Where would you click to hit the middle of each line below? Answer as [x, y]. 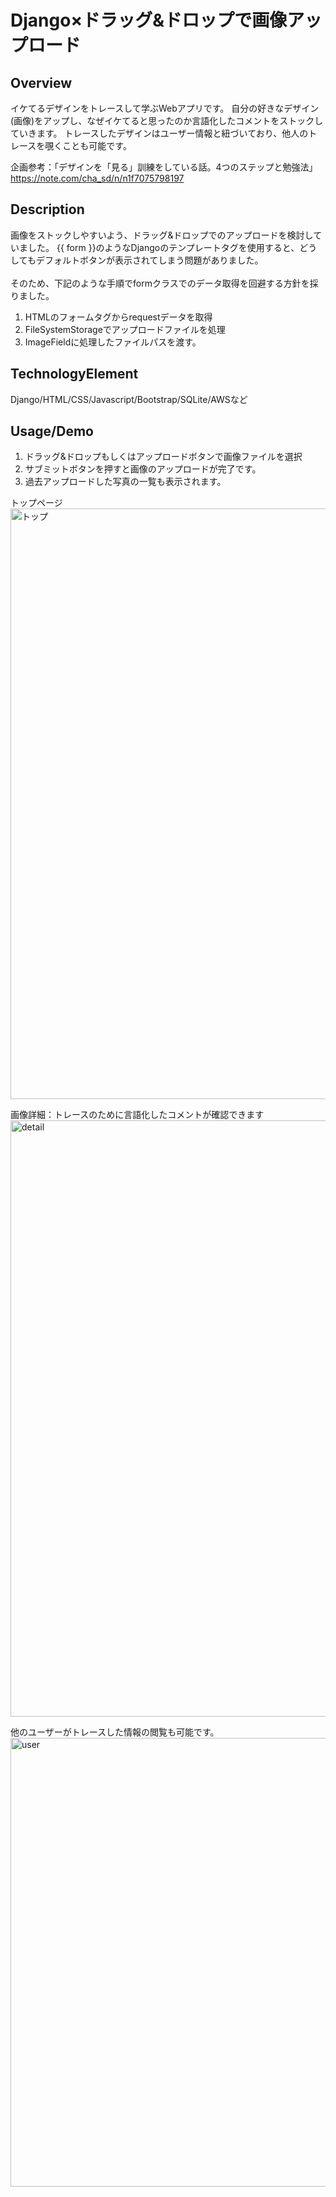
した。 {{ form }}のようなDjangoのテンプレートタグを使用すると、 [163, 247]
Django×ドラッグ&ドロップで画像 [149, 20]
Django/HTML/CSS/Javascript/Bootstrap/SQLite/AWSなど [129, 399]
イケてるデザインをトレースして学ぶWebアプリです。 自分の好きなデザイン [165, 108]
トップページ [36, 503]
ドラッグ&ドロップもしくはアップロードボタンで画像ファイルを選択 [163, 457]
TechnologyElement [74, 374]
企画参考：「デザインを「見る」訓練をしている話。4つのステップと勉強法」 [164, 167]
